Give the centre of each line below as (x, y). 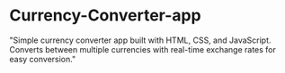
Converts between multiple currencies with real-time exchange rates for (143, 49)
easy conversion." (43, 59)
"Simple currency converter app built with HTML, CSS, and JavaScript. (140, 40)
